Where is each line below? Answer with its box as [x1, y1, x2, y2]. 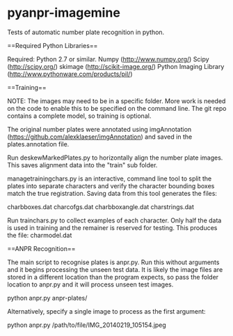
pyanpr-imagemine [7, 5, 120, 21]
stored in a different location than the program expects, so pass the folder [7, 273, 219, 281]
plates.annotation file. [7, 139, 70, 148]
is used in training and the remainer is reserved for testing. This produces [7, 223, 218, 231]
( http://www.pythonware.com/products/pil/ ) [7, 70, 134, 78]
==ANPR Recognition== [7, 244, 76, 252]
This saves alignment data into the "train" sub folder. [7, 160, 158, 169]
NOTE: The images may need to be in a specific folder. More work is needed [7, 96, 226, 105]
